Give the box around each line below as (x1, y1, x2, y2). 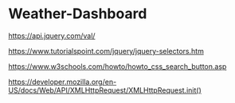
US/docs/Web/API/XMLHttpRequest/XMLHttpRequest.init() (8, 85, 202, 95)
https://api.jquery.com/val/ (8, 31, 96, 40)
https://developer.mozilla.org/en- (8, 77, 117, 86)
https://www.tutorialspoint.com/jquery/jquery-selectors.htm (8, 46, 205, 55)
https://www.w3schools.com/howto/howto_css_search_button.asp (8, 61, 227, 71)
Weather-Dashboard (8, 5, 147, 23)
